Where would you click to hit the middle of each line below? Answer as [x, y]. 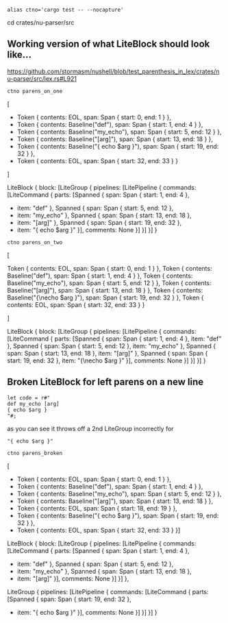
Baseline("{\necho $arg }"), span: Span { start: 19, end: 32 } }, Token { [105, 297]
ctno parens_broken [35, 453]
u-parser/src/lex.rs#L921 [42, 78]
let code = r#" [29, 398]
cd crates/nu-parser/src [41, 23]
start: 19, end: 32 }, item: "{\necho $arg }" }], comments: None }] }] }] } [107, 361]
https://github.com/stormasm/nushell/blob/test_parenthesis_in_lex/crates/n [114, 71]
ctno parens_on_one [35, 91]
